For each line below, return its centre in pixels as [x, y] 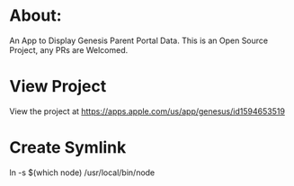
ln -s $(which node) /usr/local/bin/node [82, 173]
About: [36, 16]
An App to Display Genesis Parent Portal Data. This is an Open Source [138, 40]
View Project [58, 87]
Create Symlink [68, 148]
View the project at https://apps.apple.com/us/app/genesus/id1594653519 [147, 111]
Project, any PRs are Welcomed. [69, 49]
